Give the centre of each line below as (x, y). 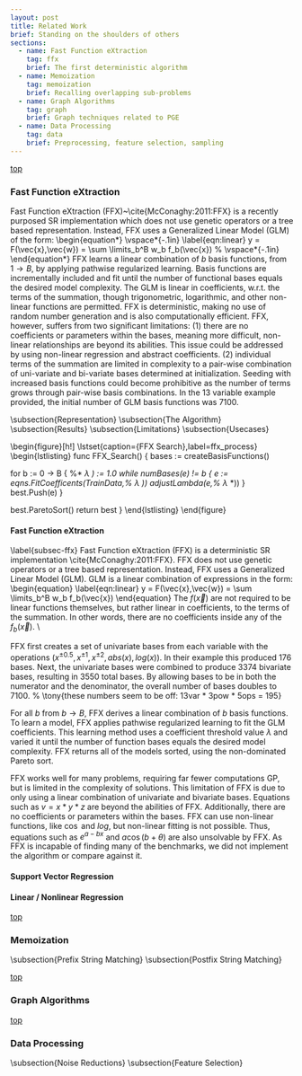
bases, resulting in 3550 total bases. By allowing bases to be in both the (143, 676)
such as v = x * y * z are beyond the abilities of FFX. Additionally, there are (148, 807)
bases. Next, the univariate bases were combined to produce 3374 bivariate (151, 666)
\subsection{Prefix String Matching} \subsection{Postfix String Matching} (146, 960)
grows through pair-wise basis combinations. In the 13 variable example (143, 392)
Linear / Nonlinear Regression (67, 897)
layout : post (35, 18)
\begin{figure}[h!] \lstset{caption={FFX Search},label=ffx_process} (134, 446)
